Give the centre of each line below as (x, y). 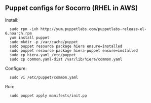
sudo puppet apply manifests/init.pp (48, 96)
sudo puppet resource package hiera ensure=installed (66, 46)
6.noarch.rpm (19, 33)
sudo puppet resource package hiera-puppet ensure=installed (74, 51)
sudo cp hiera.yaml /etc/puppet (43, 55)
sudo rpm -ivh (24, 29)
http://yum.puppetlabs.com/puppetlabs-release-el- (94, 29)
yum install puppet (30, 37)
